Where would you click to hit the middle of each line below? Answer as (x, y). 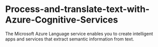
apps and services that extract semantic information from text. (70, 39)
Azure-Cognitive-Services (62, 20)
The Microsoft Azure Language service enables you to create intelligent (79, 33)
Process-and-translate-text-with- (77, 9)
